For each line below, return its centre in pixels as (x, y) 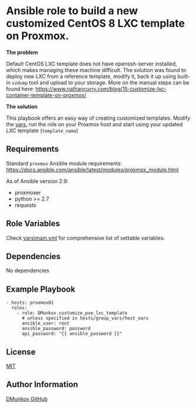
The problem (22, 52)
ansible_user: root (45, 324)
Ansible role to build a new (72, 11)
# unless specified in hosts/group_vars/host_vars (85, 318)
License (21, 352)
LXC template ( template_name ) (42, 130)
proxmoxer (28, 192)
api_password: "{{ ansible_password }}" (72, 334)
